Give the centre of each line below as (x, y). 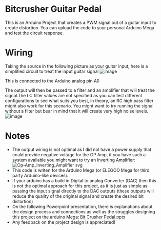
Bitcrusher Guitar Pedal (53, 9)
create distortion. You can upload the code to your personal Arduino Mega (80, 27)
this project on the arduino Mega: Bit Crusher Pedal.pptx (69, 217)
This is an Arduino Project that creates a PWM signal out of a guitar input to (81, 22)
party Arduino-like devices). (40, 175)
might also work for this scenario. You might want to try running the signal (79, 105)
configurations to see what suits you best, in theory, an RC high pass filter (79, 101)
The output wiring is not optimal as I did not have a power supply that (82, 149)
